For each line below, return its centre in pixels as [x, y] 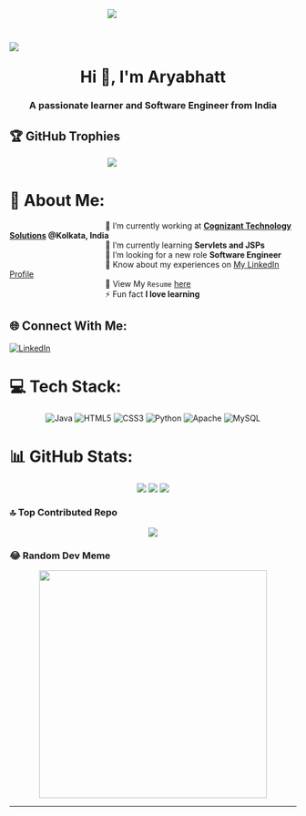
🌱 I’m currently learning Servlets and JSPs [185, 245]
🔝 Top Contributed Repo [64, 513]
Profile [22, 274]
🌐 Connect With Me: [68, 326]
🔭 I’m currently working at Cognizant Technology [198, 225]
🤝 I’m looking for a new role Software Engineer [194, 254]
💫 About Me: [57, 201]
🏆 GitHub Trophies [65, 136]
